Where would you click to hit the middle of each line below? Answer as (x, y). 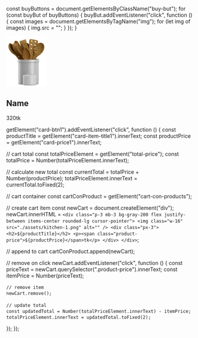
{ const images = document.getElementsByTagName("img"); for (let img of (98, 21)
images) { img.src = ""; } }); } (42, 28)
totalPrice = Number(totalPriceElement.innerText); (68, 160)
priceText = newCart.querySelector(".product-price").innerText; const (92, 269)
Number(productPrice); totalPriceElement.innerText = (72, 178)
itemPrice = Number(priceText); (45, 276)
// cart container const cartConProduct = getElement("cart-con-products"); (99, 196)
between (16, 221)
